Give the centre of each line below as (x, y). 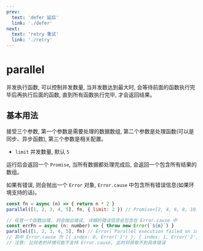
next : (13, 29)
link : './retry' (32, 40)
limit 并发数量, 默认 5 (42, 151)
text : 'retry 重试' (35, 34)
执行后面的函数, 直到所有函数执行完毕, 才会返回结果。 (89, 95)
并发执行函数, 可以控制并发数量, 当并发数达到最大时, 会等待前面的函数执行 (98, 87)
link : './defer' (32, 23)
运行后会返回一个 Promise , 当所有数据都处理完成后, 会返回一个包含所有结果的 (102, 164)
